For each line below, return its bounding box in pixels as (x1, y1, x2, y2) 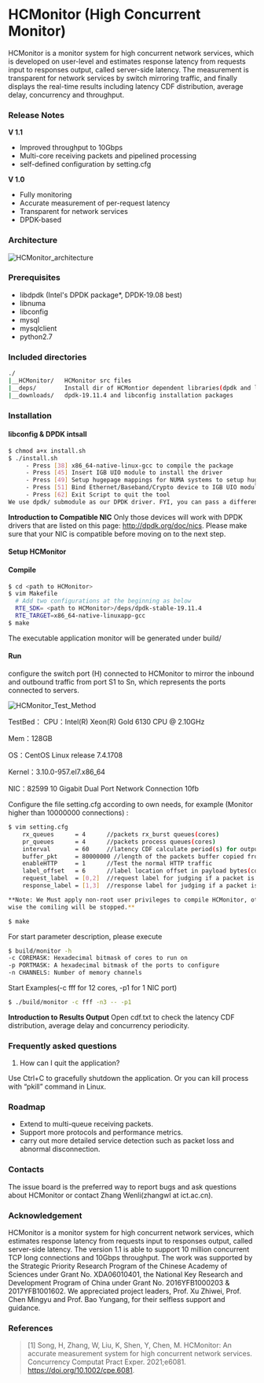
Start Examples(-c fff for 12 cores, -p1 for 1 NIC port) (8, 983, 178, 992)
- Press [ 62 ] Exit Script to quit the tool (25, 491, 170, 499)
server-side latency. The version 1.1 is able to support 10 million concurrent (8, 1245, 250, 1254)
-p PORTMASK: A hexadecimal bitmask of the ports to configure (8, 961, 220, 969)
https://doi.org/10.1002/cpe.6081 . (27, 1366, 135, 1375)
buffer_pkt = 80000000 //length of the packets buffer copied (22, 852, 244, 861)
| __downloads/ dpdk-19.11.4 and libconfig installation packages (8, 391, 234, 399)
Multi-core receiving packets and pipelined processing (19, 151, 197, 160)
